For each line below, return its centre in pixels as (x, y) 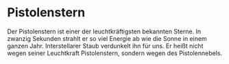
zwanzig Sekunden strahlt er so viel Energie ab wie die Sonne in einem (107, 38)
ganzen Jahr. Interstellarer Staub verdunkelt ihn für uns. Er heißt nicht (105, 46)
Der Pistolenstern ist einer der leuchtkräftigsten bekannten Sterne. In (104, 31)
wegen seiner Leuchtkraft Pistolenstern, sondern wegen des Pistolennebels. (115, 53)
